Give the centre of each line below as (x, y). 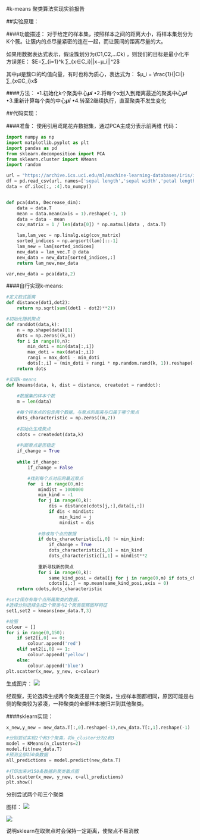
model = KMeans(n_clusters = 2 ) (44, 744)
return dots (32, 369)
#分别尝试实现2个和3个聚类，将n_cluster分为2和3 (60, 738)
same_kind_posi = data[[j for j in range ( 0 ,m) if (111, 578)
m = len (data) (34, 402)
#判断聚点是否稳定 (36, 446)
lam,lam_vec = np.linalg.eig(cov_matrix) (69, 236)
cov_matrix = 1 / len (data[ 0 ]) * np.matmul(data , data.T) (92, 225)
